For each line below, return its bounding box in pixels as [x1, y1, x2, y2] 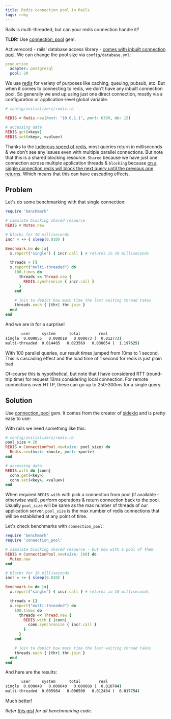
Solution [5, 397, 33, 405]
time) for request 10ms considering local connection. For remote [13, 376, 149, 382]
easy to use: [5, 415, 31, 422]
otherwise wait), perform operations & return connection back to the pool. [5, 497, 160, 503]
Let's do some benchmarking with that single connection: [5, 199, 126, 205]
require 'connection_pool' [5, 538, 63, 543]
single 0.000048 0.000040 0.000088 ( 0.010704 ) [5, 684, 122, 689]
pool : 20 [10, 71, 28, 76]
